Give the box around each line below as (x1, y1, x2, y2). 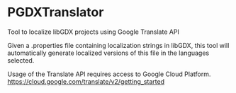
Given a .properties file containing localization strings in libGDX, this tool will (7, 41, 230, 49)
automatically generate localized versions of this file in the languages (7, 49, 210, 57)
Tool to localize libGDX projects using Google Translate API (7, 27, 179, 36)
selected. (7, 56, 35, 64)
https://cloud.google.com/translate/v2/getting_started (7, 77, 165, 85)
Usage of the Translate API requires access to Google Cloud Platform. (7, 70, 211, 78)
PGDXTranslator (7, 4, 104, 20)
